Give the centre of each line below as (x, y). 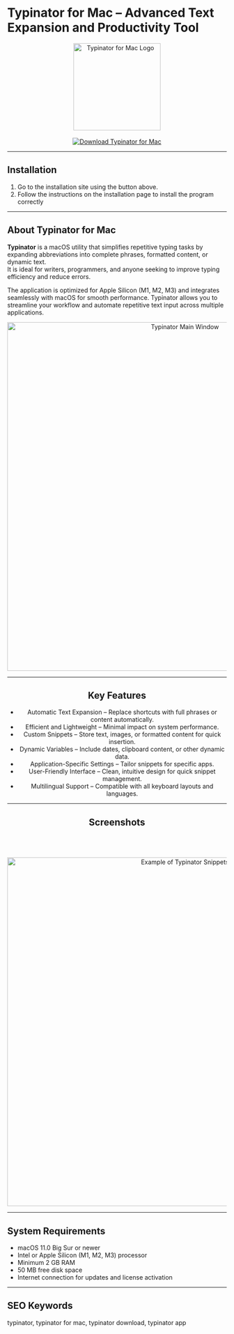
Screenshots (117, 822)
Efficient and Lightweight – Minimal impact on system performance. (122, 727)
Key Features (117, 695)
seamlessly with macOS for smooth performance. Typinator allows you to (112, 297)
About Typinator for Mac (62, 230)
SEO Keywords (40, 1306)
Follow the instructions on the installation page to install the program (115, 194)
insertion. (122, 742)
